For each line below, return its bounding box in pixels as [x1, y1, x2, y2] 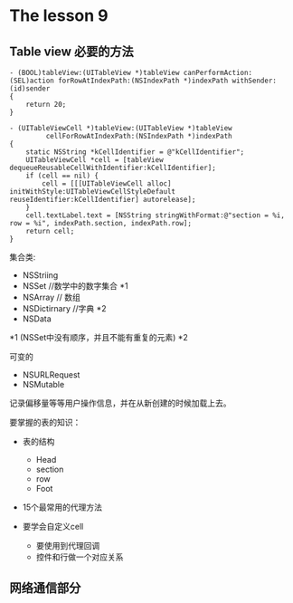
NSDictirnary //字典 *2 [22, 303, 107, 313]
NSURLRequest [22, 369, 80, 380]
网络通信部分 [9, 580, 81, 596]
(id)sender [9, 84, 51, 93]
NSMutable [22, 379, 65, 389]
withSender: [232, 76, 278, 85]
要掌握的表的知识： [9, 417, 81, 427]
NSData [22, 313, 52, 324]
